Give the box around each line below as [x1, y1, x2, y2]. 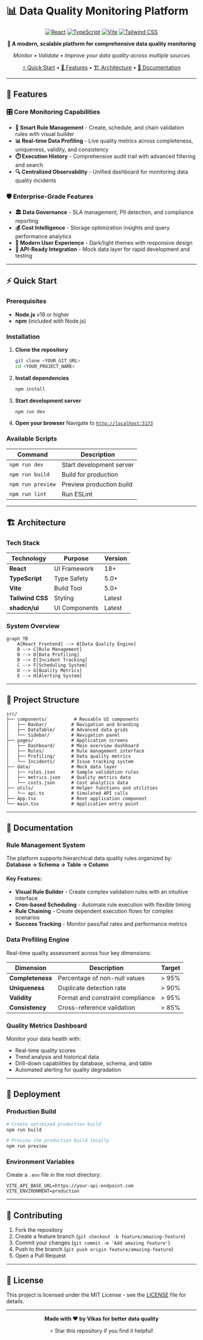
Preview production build [61, 480, 133, 488]
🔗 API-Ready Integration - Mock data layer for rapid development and [14, 245, 190, 253]
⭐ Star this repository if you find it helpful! [49, 1327, 154, 1335]
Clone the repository [14, 346, 68, 353]
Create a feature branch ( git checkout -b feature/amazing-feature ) [14, 1233, 186, 1240]
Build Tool [54, 584, 83, 592]
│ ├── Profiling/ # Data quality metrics [6, 753, 131, 759]
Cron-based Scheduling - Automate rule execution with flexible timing [14, 901, 192, 908]
